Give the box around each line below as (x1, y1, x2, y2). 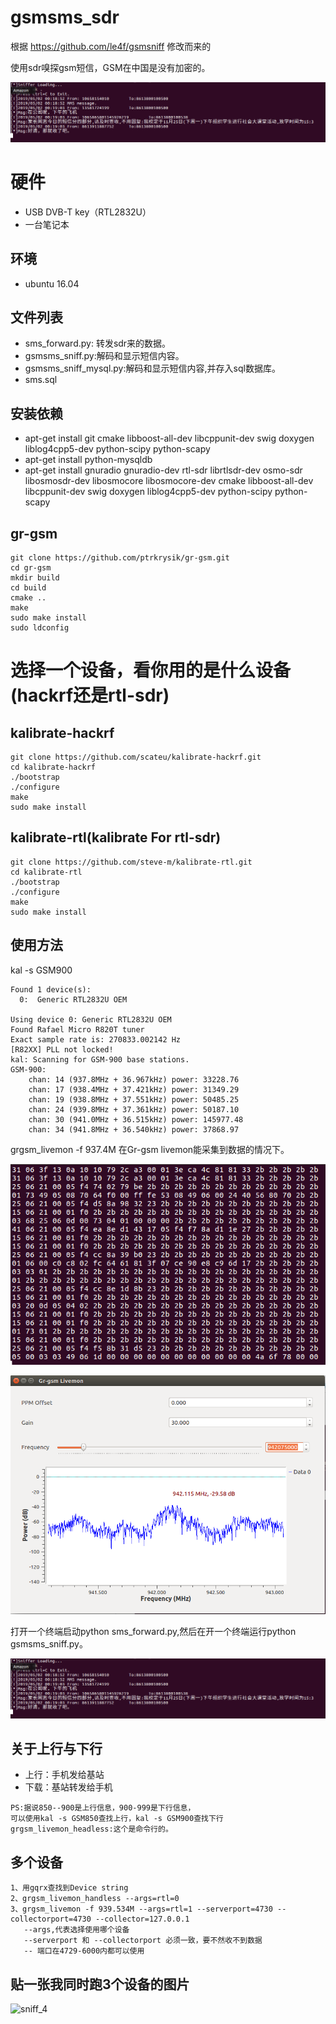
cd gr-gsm (10, 563, 52, 573)
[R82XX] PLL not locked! (10, 1044, 114, 1055)
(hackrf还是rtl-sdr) (10, 684, 170, 707)
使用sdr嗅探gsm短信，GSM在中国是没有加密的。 (10, 61, 211, 73)
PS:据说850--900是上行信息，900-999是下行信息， (10, 1803, 196, 1813)
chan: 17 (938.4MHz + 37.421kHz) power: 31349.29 (28, 1084, 240, 1095)
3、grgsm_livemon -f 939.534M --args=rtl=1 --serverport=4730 (10, 1904, 273, 1915)
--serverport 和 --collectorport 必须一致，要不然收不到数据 (23, 1936, 263, 1946)
